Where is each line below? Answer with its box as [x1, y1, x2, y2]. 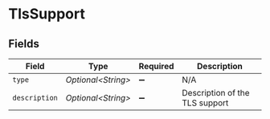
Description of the [182, 88, 251, 98]
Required [138, 61, 174, 72]
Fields [8, 37, 40, 51]
